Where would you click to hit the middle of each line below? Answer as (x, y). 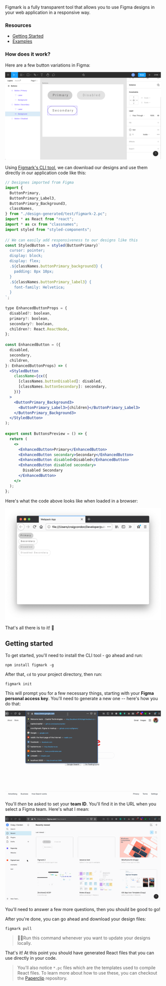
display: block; (26, 256)
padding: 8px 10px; (34, 271)
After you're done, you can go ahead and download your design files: (76, 919)
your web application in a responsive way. (48, 12)
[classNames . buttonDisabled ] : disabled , (60, 382)
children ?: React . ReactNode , (40, 329)
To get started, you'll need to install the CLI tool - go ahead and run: (74, 656)
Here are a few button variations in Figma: (48, 65)
